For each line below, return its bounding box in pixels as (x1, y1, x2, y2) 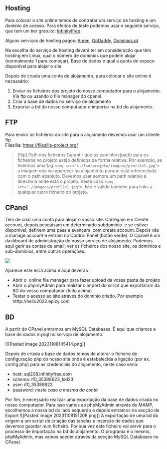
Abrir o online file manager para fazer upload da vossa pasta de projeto (12, 277, 161, 283)
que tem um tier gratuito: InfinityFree (5, 27, 81, 34)
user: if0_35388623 (12, 382, 53, 388)
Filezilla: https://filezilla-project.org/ (5, 142, 78, 148)
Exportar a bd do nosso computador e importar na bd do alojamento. (12, 103, 154, 109)
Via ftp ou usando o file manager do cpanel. (12, 93, 103, 99)
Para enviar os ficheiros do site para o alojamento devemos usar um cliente (5, 131, 160, 137)
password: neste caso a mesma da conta (12, 387, 98, 393)
